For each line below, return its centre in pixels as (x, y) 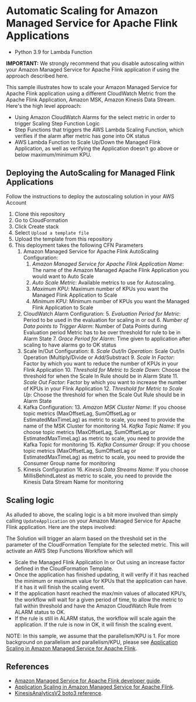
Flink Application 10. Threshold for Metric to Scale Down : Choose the (106, 369)
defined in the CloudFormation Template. (64, 568)
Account (16, 202)
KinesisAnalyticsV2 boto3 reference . (59, 693)
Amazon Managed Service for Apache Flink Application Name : (108, 264)
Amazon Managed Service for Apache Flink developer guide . (88, 681)
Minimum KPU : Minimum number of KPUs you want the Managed (111, 301)
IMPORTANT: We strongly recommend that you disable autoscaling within (95, 63)
